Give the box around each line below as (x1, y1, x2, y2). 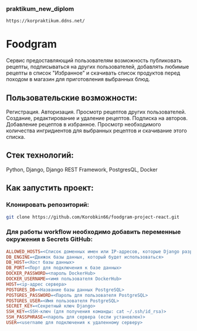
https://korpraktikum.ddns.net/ (6, 18, 85, 24)
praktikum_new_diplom (6, 5, 74, 13)
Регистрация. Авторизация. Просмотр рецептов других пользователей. (6, 108, 186, 116)
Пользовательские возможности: (6, 93, 138, 103)
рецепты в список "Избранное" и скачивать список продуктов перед (6, 69, 181, 76)
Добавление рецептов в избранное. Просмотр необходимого (6, 121, 161, 128)
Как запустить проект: (6, 183, 94, 193)
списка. (6, 133, 25, 141)
